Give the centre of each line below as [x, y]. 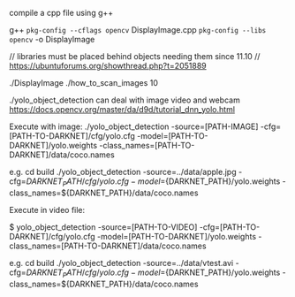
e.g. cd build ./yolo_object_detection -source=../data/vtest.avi [121, 263]
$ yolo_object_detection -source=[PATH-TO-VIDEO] [103, 227]
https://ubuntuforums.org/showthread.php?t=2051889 [108, 66]
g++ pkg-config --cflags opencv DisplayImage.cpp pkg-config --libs [138, 30]
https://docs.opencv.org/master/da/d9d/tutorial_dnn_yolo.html [122, 109]
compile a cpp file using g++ [61, 13]
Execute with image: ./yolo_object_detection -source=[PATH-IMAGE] [134, 126]
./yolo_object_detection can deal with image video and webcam [125, 100]
